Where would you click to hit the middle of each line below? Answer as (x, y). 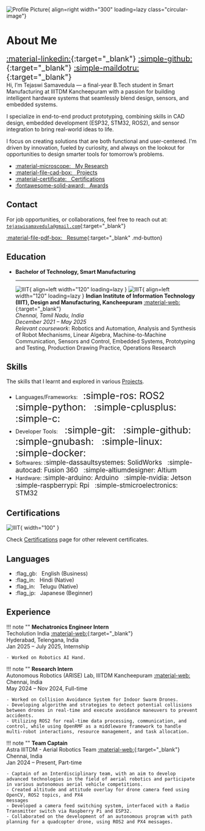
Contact (22, 205)
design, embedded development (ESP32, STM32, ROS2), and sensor (93, 123)
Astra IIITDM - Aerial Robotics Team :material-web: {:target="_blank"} (93, 749)
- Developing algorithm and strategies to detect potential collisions (99, 705)
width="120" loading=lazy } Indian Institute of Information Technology (105, 296)
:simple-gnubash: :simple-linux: (89, 442)
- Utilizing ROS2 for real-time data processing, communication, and (97, 721)
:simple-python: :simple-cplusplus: (96, 407)
